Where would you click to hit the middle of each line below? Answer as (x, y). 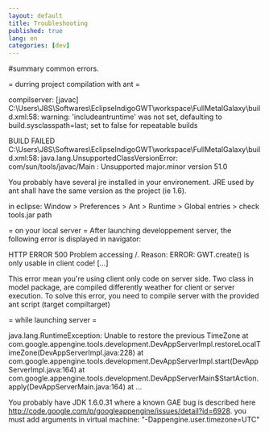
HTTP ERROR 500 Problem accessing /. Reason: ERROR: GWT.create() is (129, 255)
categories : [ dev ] (39, 46)
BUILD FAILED (32, 141)
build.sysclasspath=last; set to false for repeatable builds (103, 125)
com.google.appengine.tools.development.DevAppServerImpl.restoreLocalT (135, 344)
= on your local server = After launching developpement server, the (120, 231)
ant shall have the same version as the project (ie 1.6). (97, 191)
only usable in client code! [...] (58, 263)
